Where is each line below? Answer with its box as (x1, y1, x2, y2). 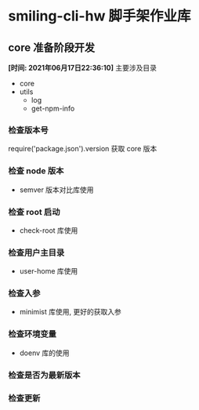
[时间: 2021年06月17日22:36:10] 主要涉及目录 (8, 63, 157, 72)
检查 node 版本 (8, 165, 64, 176)
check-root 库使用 (19, 225, 78, 235)
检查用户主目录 (8, 247, 65, 258)
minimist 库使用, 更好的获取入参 (19, 307, 121, 317)
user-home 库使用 (19, 267, 78, 276)
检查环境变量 (8, 328, 57, 339)
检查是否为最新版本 (8, 369, 81, 380)
